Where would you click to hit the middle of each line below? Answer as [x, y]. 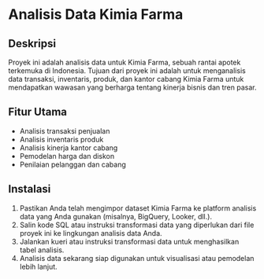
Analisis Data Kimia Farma [96, 15]
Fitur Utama [38, 112]
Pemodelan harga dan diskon [67, 156]
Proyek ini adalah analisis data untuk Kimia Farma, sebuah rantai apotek [125, 62]
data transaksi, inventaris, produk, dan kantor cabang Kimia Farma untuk [126, 79]
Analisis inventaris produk [61, 139]
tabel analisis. [42, 250]
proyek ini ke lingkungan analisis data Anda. [91, 233]
